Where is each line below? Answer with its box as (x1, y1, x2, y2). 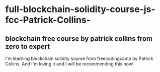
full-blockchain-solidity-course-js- (5, 4, 155, 15)
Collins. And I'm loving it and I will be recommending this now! (5, 61, 134, 66)
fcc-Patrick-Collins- (5, 14, 91, 26)
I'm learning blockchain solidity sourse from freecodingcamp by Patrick (5, 55, 153, 61)
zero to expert (5, 42, 50, 51)
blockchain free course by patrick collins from (5, 34, 152, 43)
